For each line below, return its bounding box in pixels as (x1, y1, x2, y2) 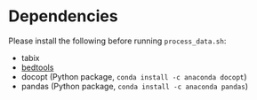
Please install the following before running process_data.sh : (8, 35, 227, 46)
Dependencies (8, 6, 118, 27)
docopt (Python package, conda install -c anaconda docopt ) (20, 71, 247, 81)
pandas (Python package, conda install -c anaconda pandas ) (20, 81, 249, 91)
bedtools (20, 62, 54, 73)
